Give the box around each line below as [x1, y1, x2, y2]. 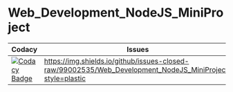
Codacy [11, 44, 37, 54]
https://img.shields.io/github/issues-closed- [44, 56, 189, 66]
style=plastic [44, 73, 86, 83]
